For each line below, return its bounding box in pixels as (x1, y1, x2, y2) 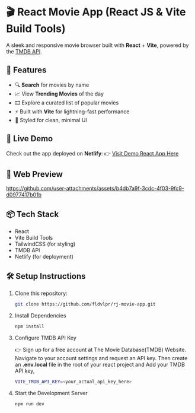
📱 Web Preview (6, 169, 63, 179)
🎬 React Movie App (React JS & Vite (6, 5, 186, 19)
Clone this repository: (14, 290, 68, 297)
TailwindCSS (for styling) (14, 240, 76, 247)
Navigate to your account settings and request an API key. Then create (14, 354, 188, 361)
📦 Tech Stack (6, 209, 59, 219)
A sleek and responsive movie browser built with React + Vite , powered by (6, 42, 189, 49)
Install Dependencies (14, 312, 66, 319)
